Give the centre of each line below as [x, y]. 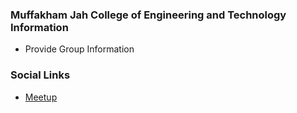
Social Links [40, 75]
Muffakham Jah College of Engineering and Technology [148, 15]
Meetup [41, 97]
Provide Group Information [79, 49]
